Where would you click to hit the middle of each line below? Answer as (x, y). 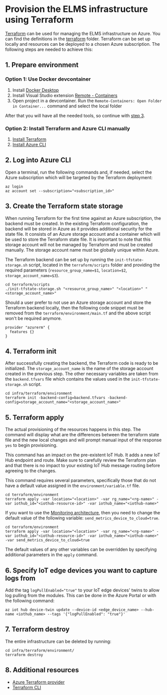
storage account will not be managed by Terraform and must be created (79, 244)
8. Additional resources (42, 670)
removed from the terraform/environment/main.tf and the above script (78, 313)
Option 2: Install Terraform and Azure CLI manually (68, 128)
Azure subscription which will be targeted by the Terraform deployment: (79, 177)
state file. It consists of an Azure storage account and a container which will (83, 234)
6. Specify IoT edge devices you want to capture (81, 570)
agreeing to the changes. (31, 471)
